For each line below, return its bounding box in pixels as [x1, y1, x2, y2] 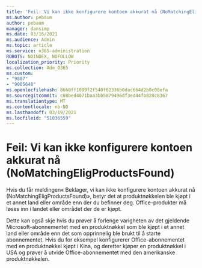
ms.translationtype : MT [6, 98, 66, 104]
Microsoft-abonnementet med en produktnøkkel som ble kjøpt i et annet [6, 224, 185, 231]
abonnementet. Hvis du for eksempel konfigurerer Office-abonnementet [6, 236, 185, 243]
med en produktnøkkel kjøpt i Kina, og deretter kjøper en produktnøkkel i [6, 243, 186, 250]
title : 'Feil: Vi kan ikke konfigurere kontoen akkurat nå [6, 8, 158, 15]
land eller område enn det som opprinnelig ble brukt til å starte [6, 230, 161, 237]
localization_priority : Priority [6, 59, 90, 65]
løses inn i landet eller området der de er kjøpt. [6, 206, 122, 213]
